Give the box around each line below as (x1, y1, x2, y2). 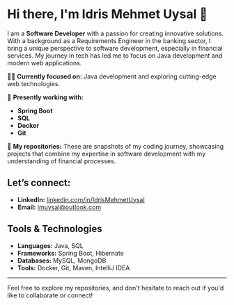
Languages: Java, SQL (17, 241, 84, 249)
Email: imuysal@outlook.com (17, 203, 102, 211)
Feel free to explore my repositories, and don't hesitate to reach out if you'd (7, 283, 224, 292)
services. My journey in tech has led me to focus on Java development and (7, 51, 223, 60)
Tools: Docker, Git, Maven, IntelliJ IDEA (17, 263, 130, 272)
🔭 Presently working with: (7, 93, 84, 101)
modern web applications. (7, 58, 82, 67)
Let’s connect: (7, 177, 71, 189)
